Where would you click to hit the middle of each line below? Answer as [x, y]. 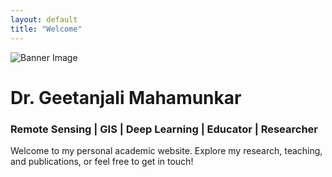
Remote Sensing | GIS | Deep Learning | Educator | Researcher [164, 129]
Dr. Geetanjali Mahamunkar [126, 97]
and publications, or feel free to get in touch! [102, 161]
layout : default [44, 19]
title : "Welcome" [46, 29]
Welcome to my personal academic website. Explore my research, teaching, [166, 150]
